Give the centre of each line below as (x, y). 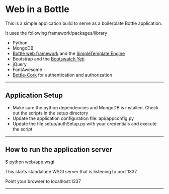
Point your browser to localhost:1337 (43, 181)
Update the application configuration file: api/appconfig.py (73, 118)
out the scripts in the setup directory (50, 113)
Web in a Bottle (37, 9)
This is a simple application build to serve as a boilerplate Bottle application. (84, 23)
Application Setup (34, 95)
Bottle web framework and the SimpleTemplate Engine (69, 53)
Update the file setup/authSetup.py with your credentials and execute (84, 123)
